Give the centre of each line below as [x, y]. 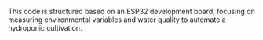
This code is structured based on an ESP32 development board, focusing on [131, 11]
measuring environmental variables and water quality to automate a [117, 20]
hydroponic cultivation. [45, 28]
